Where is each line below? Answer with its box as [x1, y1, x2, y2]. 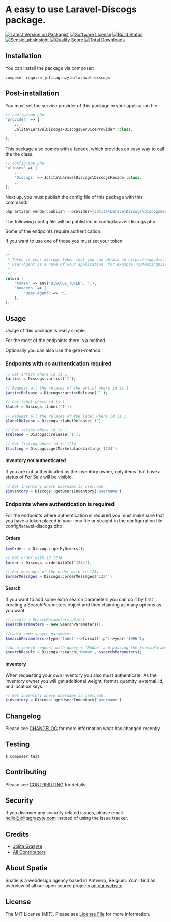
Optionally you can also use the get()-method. [5, 347, 102, 353]
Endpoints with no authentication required [5, 360, 112, 367]
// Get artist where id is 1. [5, 372, 70, 377]
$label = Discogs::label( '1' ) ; [5, 404, 72, 409]
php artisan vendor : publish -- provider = [5, 209, 93, 214]
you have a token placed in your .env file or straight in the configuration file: [5, 518, 164, 524]
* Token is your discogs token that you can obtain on [7, 257, 126, 262]
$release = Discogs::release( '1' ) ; [5, 432, 81, 438]
